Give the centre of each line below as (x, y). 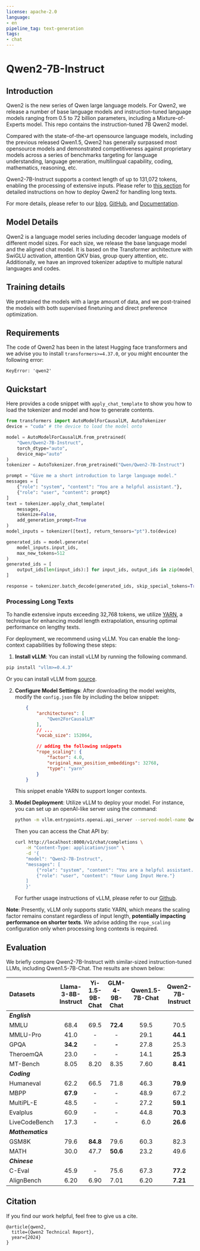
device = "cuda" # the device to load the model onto (74, 427)
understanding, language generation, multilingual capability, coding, (90, 161)
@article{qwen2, (26, 1227)
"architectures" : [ (60, 713)
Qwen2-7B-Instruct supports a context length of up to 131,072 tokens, (92, 179)
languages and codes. (33, 268)
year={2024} (26, 1237)
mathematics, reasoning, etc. (42, 167)
